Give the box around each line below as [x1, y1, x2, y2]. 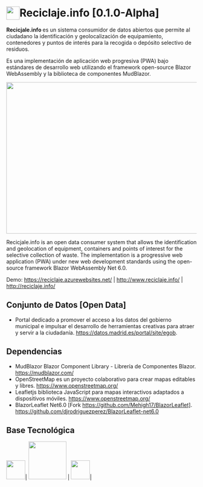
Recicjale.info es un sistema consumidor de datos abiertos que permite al [6, 26, 190, 33]
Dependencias [6, 346, 62, 357]
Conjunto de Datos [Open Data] [6, 300, 126, 310]
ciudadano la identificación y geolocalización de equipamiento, [6, 32, 163, 39]
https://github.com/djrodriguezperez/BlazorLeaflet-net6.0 [14, 408, 159, 415]
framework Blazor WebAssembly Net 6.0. [25, 264, 127, 271]
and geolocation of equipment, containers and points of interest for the [6, 245, 183, 252]
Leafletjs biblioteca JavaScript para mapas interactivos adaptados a [14, 388, 184, 396]
